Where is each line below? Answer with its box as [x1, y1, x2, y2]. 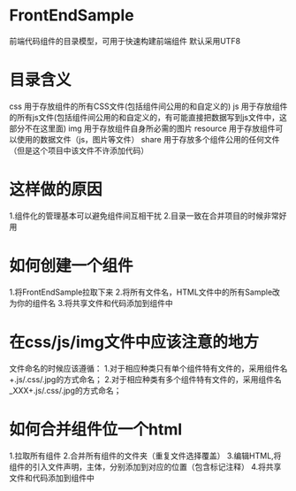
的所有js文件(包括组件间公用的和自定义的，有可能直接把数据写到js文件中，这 [9, 111, 287, 122]
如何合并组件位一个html [9, 419, 183, 439]
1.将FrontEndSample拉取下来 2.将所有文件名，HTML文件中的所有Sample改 [9, 287, 281, 297]
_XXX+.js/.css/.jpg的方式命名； [9, 385, 122, 395]
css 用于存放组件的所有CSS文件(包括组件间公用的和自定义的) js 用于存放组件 [9, 101, 288, 111]
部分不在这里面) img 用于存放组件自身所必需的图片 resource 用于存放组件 [9, 123, 276, 134]
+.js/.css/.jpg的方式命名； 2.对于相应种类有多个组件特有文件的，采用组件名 [9, 373, 282, 385]
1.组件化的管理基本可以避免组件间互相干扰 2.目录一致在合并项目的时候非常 [9, 210, 280, 221]
